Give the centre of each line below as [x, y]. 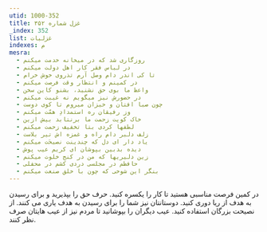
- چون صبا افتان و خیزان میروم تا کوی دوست [89, 104]
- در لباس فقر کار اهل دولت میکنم [73, 68]
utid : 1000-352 [34, 16]
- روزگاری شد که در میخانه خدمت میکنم [81, 61]
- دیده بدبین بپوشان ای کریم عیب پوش [79, 149]
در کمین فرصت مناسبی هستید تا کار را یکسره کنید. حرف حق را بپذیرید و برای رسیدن [134, 194]
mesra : [20, 53]
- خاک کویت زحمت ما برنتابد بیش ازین [79, 120]
